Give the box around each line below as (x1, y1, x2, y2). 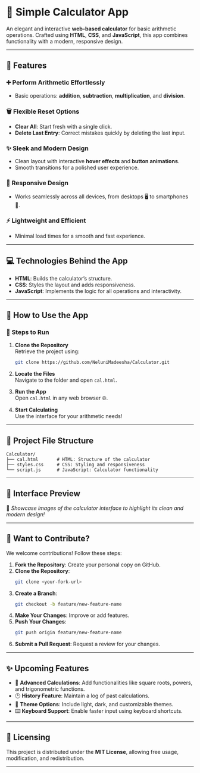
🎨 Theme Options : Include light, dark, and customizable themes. (14, 701, 174, 708)
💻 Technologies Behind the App (6, 256, 128, 266)
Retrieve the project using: (14, 348, 80, 355)
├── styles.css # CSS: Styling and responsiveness (6, 462, 145, 467)
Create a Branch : (14, 590, 58, 597)
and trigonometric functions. (14, 685, 85, 693)
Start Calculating (14, 406, 58, 413)
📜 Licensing (6, 733, 51, 743)
